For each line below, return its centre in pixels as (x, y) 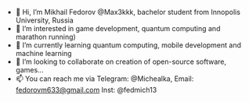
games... (30, 70)
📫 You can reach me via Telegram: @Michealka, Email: (105, 79)
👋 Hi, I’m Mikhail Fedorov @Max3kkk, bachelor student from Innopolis (128, 12)
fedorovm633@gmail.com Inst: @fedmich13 (86, 90)
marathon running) (45, 37)
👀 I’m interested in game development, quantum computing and (118, 28)
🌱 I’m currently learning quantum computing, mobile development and (128, 45)
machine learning (43, 53)
